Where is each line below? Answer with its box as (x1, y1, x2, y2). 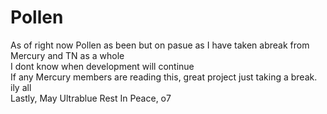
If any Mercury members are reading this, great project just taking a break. (10, 71, 318, 83)
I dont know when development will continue (10, 60, 195, 72)
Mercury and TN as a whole (10, 49, 125, 61)
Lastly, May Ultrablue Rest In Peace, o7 (10, 92, 172, 104)
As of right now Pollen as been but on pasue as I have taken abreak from (10, 39, 310, 51)
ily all (10, 81, 32, 93)
